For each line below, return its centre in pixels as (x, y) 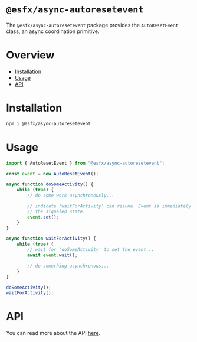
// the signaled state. (56, 211)
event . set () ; (43, 217)
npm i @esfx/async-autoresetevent (49, 123)
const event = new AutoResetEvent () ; (52, 174)
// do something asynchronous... (68, 266)
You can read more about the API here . (53, 333)
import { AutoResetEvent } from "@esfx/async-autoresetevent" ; (86, 163)
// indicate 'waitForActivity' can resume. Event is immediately (109, 206)
